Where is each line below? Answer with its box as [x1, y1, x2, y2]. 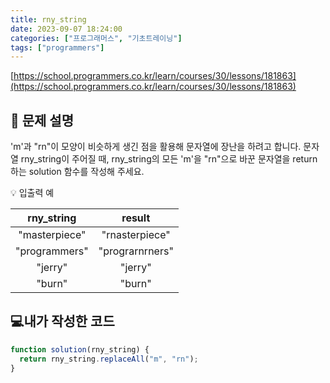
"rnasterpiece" [101, 228, 171, 242]
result [121, 211, 151, 225]
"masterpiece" [18, 228, 87, 242]
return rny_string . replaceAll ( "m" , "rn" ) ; [19, 354, 199, 364]
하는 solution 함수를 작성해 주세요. [10, 166, 145, 178]
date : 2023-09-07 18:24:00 [10, 24, 123, 34]
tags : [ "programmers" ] [10, 42, 105, 53]
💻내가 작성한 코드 [10, 313, 115, 330]
